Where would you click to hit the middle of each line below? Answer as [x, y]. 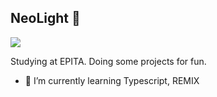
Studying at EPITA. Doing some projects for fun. [108, 61]
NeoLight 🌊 [45, 18]
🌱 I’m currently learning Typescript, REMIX [112, 80]
